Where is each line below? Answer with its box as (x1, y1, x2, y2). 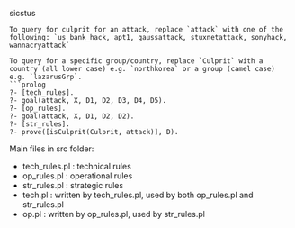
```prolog (9, 80, 47, 89)
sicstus (9, 8, 36, 18)
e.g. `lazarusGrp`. (9, 72, 83, 81)
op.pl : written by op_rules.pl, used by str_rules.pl (22, 209, 205, 219)
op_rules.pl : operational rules (22, 170, 133, 181)
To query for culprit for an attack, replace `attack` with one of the (9, 25, 283, 34)
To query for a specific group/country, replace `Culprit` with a (9, 57, 264, 66)
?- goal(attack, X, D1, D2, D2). (9, 112, 135, 121)
